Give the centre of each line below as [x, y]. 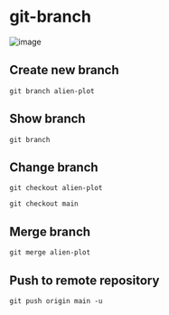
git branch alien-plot [52, 91]
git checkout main [44, 204]
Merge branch [50, 231]
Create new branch [64, 70]
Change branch [54, 167]
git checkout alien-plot [56, 188]
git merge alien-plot [50, 253]
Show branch [47, 119]
